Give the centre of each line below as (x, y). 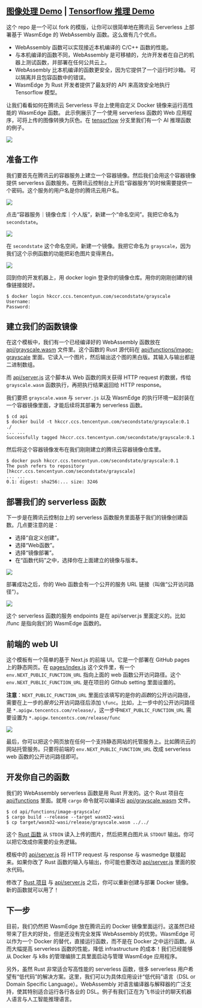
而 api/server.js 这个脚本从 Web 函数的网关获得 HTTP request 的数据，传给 (99, 377)
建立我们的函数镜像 (42, 327)
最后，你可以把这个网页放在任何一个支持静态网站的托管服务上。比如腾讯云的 (101, 742)
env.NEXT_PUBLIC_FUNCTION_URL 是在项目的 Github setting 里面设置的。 (93, 682)
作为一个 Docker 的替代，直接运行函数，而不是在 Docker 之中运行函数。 (101, 941)
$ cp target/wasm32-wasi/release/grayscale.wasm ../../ (78, 822)
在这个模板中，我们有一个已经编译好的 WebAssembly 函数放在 (83, 342)
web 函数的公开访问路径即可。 (44, 757)
